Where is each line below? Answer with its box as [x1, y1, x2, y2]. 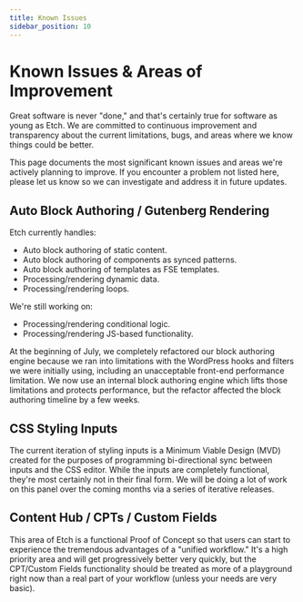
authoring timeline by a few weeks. [9, 394, 141, 405]
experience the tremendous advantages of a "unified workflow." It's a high [9, 544, 288, 555]
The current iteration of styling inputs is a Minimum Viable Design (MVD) [9, 445, 281, 456]
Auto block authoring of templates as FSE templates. [22, 264, 220, 275]
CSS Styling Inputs [9, 421, 118, 436]
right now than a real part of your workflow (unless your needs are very [9, 573, 278, 584]
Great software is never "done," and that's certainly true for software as [9, 110, 278, 121]
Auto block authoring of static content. [22, 245, 167, 256]
